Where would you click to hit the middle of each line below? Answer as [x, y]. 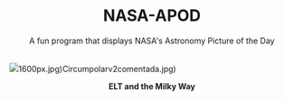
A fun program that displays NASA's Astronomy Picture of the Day [152, 41]
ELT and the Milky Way [152, 86]
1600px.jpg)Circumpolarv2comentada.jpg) [97, 69]
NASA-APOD [152, 16]
